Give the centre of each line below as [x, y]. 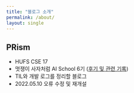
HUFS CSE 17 [31, 62]
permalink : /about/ [31, 17]
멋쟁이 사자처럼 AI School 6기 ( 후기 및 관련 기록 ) [71, 69]
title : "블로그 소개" [30, 12]
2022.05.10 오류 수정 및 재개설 [51, 84]
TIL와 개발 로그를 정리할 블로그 [51, 76]
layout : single [25, 23]
